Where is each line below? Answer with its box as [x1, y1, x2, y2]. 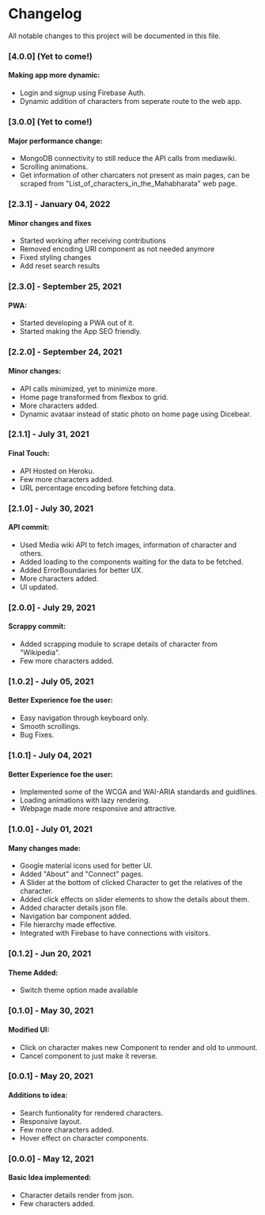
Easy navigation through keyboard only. [19, 713, 149, 722]
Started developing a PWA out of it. [19, 318, 134, 328]
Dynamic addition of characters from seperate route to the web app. [19, 97, 243, 106]
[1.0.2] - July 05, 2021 [8, 676, 94, 687]
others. [19, 548, 44, 558]
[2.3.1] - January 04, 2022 [8, 199, 111, 210]
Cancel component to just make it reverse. [19, 1051, 158, 1060]
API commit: [8, 523, 50, 532]
